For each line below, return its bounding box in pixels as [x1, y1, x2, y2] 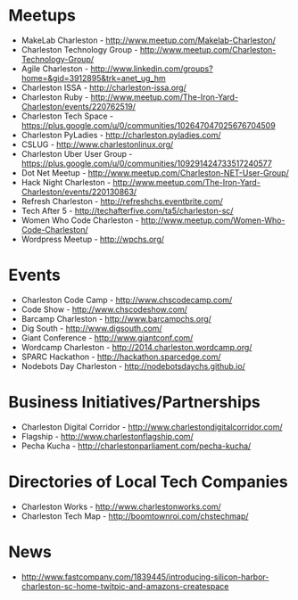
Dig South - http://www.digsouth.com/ [21, 323, 162, 333]
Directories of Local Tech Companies [8, 472, 288, 491]
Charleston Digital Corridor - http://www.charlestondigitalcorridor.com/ [21, 421, 283, 432]
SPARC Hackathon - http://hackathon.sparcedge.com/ [21, 351, 221, 362]
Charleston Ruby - [21, 91, 89, 103]
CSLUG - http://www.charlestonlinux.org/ [21, 139, 174, 150]
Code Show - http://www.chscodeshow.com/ [21, 304, 188, 315]
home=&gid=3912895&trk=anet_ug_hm [21, 72, 166, 83]
